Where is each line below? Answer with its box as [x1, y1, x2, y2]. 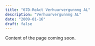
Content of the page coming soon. [5, 35, 76, 41]
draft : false [5, 21, 32, 26]
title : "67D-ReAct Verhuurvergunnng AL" [5, 7, 91, 12]
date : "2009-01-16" [5, 16, 46, 21]
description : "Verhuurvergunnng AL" [5, 12, 81, 17]
